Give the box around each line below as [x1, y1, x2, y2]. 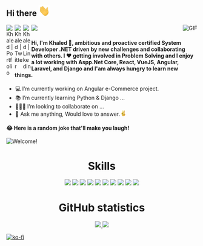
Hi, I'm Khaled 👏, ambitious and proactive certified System [31, 39, 182, 46]
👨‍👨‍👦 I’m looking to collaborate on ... [15, 103, 104, 110]
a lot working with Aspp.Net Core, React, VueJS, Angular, [31, 58, 179, 65]
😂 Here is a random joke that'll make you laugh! [6, 124, 130, 131]
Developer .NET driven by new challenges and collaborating [31, 45, 186, 53]
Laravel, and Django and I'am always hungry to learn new [31, 65, 179, 72]
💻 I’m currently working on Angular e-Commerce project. [15, 85, 159, 93]
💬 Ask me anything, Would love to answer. [15, 110, 120, 118]
